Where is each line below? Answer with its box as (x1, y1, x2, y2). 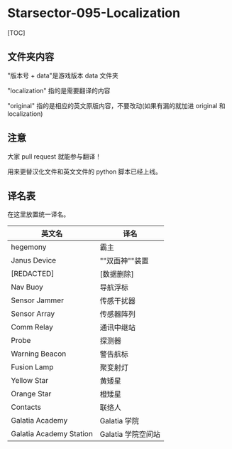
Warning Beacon (11, 349, 67, 359)
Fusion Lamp (11, 362, 54, 372)
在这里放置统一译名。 (7, 210, 70, 218)
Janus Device (11, 255, 57, 265)
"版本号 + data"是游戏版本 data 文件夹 (7, 71, 118, 80)
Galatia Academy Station (11, 429, 94, 439)
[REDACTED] (11, 269, 55, 279)
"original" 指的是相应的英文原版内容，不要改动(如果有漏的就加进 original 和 (7, 101, 226, 110)
